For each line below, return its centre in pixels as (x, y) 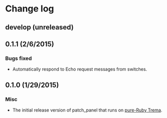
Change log (30, 9)
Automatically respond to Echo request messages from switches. (80, 69)
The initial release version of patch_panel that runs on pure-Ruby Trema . (87, 110)
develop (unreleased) (39, 27)
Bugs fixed (19, 58)
